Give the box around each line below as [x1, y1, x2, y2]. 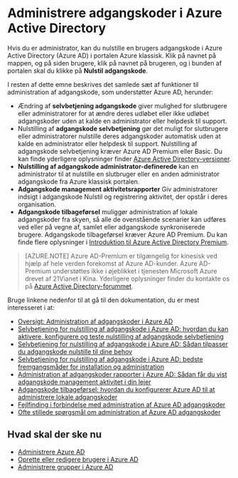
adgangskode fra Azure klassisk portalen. [17, 177, 140, 186]
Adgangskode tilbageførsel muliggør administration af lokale [17, 207, 198, 216]
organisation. [17, 199, 57, 208]
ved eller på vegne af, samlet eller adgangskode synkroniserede [17, 222, 206, 231]
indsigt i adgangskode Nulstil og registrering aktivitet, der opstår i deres [17, 192, 228, 201]
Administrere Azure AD [17, 447, 85, 456]
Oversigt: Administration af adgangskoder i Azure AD [17, 317, 173, 326]
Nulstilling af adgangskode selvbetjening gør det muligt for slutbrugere [17, 124, 229, 133]
